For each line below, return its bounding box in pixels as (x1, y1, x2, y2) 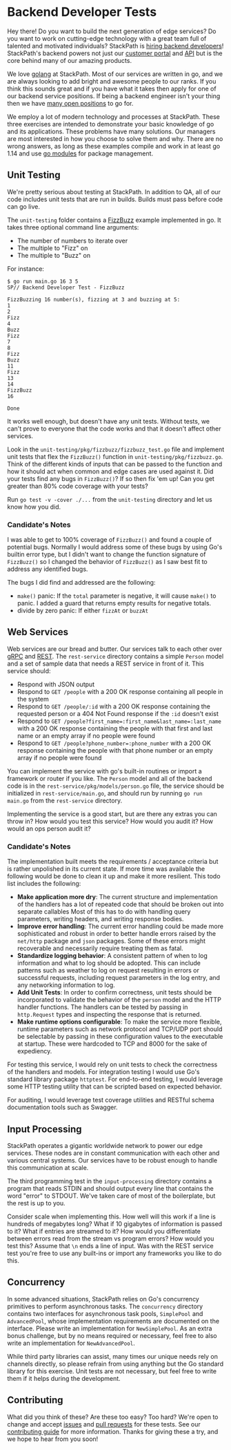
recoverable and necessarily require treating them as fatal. (17, 944, 184, 952)
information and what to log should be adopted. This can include (17, 959, 201, 968)
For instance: (7, 264, 45, 273)
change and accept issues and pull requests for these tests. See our (7, 1420, 201, 1428)
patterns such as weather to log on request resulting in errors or (17, 966, 200, 974)
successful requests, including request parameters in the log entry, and (17, 974, 221, 982)
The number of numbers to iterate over (17, 236, 128, 245)
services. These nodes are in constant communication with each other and (7, 1149, 220, 1157)
